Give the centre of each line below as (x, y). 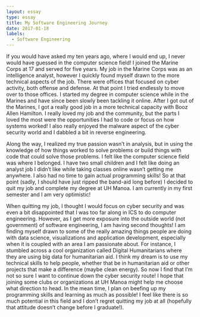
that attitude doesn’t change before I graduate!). (65, 307)
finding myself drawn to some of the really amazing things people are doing (99, 231)
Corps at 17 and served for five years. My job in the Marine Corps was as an (99, 69)
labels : (16, 34)
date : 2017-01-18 (28, 28)
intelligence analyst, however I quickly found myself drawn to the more (93, 75)
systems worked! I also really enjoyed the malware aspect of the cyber (93, 126)
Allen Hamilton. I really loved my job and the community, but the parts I (93, 113)
